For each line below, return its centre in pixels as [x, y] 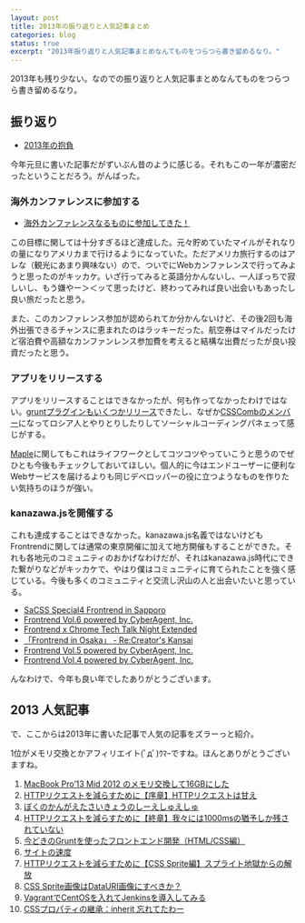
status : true [35, 43]
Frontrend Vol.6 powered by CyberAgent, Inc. [108, 619]
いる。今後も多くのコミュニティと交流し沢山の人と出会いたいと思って [157, 580]
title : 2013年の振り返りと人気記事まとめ [80, 26]
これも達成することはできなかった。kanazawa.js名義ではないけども [137, 535]
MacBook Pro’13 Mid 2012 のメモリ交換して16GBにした [126, 784]
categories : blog [43, 35]
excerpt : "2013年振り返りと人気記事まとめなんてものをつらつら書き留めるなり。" [145, 52]
